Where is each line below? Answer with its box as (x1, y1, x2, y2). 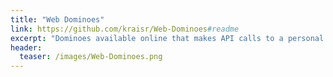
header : (10, 42, 43, 53)
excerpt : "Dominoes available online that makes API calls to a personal (10, 33, 325, 43)
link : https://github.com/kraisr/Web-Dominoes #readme (10, 24, 240, 34)
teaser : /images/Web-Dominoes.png (19, 52, 163, 62)
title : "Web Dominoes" (10, 14, 105, 25)
